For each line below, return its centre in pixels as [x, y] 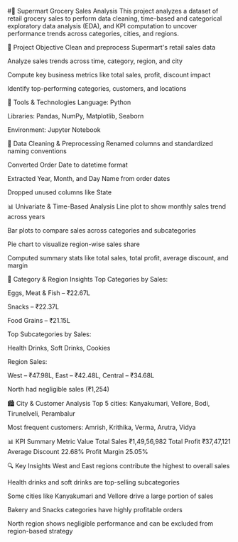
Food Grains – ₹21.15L [39, 320]
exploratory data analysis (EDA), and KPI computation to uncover [102, 26]
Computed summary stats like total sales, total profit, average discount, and [118, 258]
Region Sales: [27, 361]
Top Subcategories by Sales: [49, 334]
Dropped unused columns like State [60, 192]
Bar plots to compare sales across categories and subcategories [102, 230]
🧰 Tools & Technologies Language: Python [69, 102]
